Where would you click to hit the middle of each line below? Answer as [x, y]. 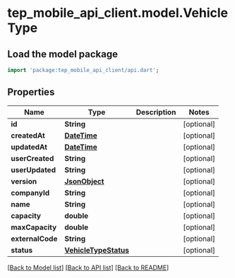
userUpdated [34, 169]
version [24, 181]
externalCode [34, 238]
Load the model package [63, 54]
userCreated [32, 158]
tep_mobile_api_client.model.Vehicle [117, 13]
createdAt [28, 135]
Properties [31, 92]
